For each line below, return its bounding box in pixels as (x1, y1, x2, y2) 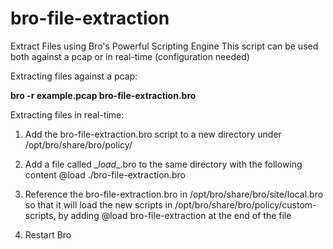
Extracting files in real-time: (10, 108, 125, 121)
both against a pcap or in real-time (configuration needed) (10, 50, 250, 62)
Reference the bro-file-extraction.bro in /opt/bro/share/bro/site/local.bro (24, 188, 324, 200)
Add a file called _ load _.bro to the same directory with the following (24, 158, 303, 170)
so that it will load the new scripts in (24, 198, 173, 211)
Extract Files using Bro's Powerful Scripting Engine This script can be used (10, 40, 319, 52)
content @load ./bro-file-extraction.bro (24, 168, 186, 181)
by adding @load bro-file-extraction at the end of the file (58, 209, 292, 221)
